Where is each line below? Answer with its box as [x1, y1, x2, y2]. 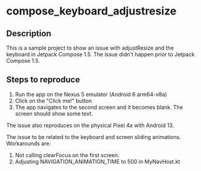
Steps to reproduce [6, 74, 80, 85]
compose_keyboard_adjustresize [6, 4, 177, 18]
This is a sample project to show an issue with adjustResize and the [6, 44, 174, 51]
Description [6, 28, 51, 39]
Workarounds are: [6, 140, 51, 147]
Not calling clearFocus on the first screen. [14, 151, 120, 158]
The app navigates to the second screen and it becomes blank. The [14, 103, 183, 111]
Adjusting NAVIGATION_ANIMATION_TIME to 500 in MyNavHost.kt [14, 158, 180, 165]
